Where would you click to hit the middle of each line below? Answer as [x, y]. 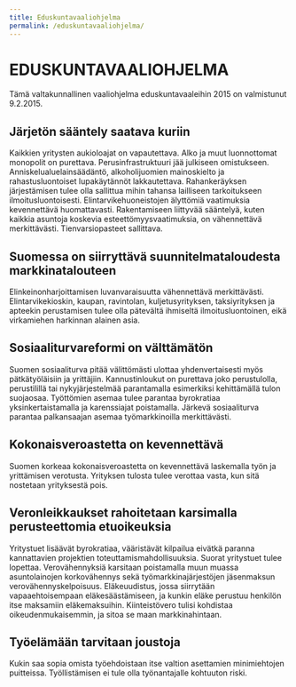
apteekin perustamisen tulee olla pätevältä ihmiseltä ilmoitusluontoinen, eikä [148, 311]
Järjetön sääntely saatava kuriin [100, 131]
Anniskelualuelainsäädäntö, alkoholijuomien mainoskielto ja [117, 172]
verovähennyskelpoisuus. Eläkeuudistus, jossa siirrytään [112, 586]
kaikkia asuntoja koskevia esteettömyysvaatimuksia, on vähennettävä [136, 220]
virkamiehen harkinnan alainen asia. [74, 320]
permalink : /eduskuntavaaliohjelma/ [77, 26]
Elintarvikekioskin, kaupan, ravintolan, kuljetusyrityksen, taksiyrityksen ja [142, 301]
